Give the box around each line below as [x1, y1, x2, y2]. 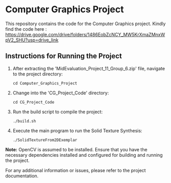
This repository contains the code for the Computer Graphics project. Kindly [5, 21, 166, 27]
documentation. [5, 173, 39, 179]
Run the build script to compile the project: [12, 109, 103, 115]
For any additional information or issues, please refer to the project [5, 167, 146, 173]
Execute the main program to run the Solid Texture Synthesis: [12, 127, 142, 134]
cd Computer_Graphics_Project [12, 80, 78, 86]
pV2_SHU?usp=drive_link [5, 37, 59, 43]
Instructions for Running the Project [5, 52, 122, 60]
